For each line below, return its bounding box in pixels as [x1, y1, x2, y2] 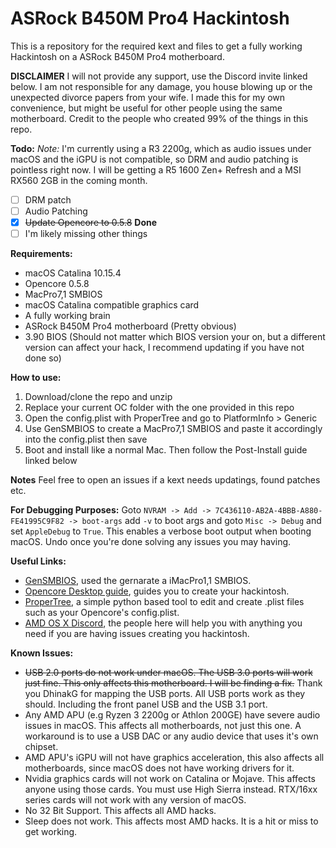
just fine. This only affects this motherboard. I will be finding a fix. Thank [24, 677, 323, 689]
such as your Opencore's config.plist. [24, 607, 180, 619]
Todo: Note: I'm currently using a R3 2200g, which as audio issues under [10, 142, 312, 154]
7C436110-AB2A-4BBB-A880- [214, 506, 323, 516]
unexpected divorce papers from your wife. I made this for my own [10, 91, 286, 103]
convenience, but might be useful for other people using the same [10, 102, 283, 114]
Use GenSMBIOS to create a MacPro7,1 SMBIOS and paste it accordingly [24, 423, 323, 435]
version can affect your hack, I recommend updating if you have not [24, 342, 305, 354]
